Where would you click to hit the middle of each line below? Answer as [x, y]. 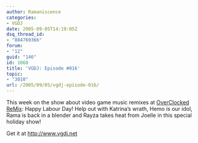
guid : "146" [21, 57]
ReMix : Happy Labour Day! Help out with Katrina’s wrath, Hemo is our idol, [100, 109]
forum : [15, 46]
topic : [15, 74]
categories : [21, 18]
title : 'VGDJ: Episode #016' [43, 68]
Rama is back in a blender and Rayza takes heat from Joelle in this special [99, 115]
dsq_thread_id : [26, 35]
